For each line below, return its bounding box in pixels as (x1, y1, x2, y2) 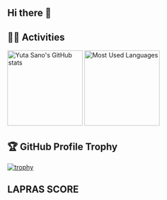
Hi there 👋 (7, 7, 52, 19)
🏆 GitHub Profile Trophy (7, 140, 118, 152)
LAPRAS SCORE (7, 184, 79, 196)
